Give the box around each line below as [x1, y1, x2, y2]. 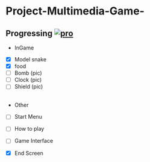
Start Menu [14, 113, 43, 120]
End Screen [14, 149, 43, 157]
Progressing [5, 28, 52, 39]
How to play [14, 125, 45, 132]
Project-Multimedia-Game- [5, 4, 145, 18]
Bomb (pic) [14, 69, 43, 76]
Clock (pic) [14, 76, 42, 84]
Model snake [14, 56, 46, 63]
